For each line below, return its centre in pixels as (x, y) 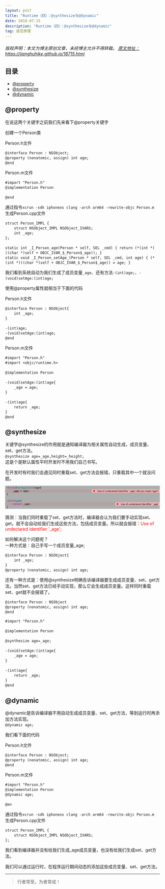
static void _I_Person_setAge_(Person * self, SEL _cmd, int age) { (77, 258)
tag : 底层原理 (18, 31)
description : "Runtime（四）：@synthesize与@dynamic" (58, 26)
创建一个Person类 (23, 133)
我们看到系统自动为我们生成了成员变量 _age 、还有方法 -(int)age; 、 (72, 272)
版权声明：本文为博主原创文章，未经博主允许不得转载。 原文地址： (72, 48)
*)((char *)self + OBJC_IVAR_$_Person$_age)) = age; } (73, 263)
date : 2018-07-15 (23, 21)
